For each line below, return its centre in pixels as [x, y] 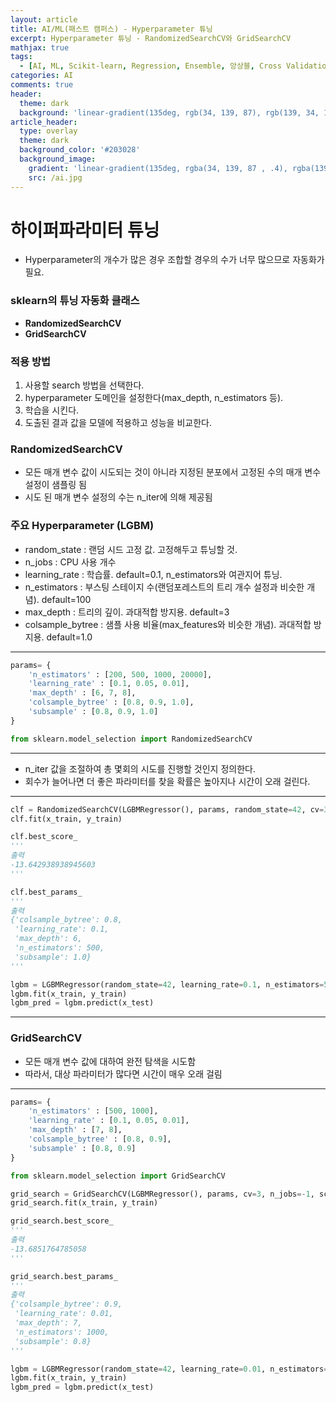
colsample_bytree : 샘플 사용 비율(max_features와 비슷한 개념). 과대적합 [168, 624]
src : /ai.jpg [55, 177]
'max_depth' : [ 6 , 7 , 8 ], [82, 693]
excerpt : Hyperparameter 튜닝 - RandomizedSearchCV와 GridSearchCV [151, 38]
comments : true [42, 85]
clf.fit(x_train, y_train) [66, 819]
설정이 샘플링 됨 [55, 485]
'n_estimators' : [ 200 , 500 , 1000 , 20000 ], [120, 674]
